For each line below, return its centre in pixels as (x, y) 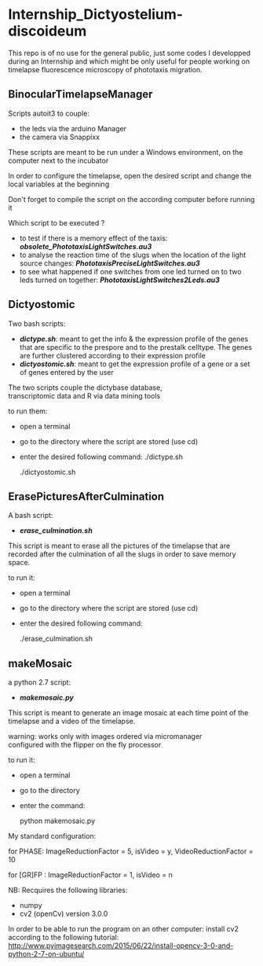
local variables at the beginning (59, 184)
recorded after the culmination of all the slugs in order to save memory (122, 554)
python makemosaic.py (57, 821)
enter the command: (52, 806)
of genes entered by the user (66, 372)
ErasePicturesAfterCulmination (86, 496)
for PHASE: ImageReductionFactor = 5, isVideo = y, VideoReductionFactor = (131, 851)
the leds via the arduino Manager (73, 128)
